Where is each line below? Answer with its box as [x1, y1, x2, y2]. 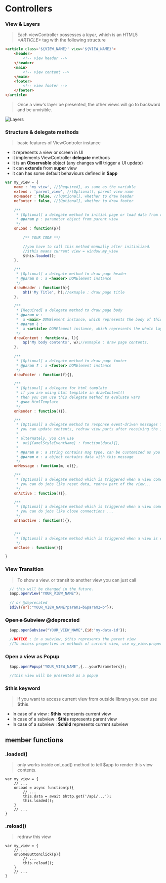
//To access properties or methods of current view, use [9, 641, 129, 646]
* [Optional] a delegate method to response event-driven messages [16, 422, 158, 427]
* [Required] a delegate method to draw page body [16, 308, 123, 313]
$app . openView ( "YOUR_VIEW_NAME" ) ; [9, 591, 81, 596]
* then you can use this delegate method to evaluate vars [16, 395, 140, 400]
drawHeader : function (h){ [14, 285, 70, 290]
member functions [5, 736, 64, 744]
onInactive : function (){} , [14, 518, 72, 523]
